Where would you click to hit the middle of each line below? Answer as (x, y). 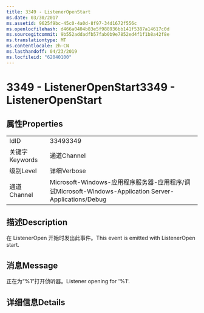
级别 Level (23, 171)
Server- (162, 191)
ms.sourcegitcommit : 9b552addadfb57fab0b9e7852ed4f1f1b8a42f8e (88, 35)
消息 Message (32, 265)
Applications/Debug (78, 199)
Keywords (24, 160)
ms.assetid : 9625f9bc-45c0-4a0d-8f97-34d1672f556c (72, 23)
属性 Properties (35, 124)
